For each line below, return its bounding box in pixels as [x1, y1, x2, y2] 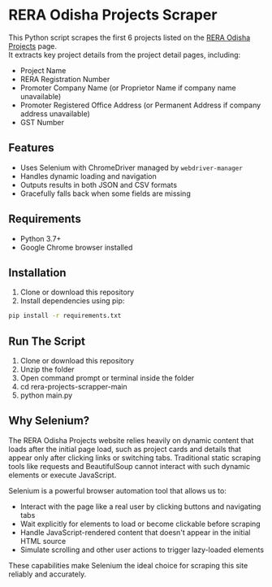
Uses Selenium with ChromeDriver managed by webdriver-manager [19, 163, 244, 172]
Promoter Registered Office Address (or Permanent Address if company [19, 100, 261, 110]
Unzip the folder [19, 364, 75, 375]
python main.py [19, 390, 73, 400]
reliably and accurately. [8, 569, 87, 579]
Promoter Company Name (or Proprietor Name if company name [19, 83, 237, 93]
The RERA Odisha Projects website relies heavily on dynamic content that [8, 435, 254, 445]
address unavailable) [19, 108, 91, 119]
